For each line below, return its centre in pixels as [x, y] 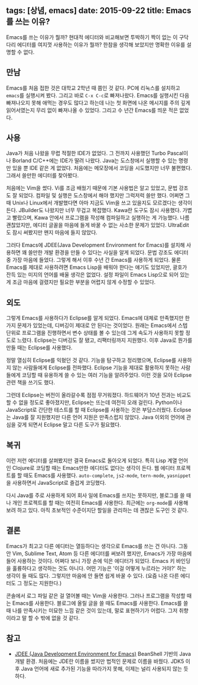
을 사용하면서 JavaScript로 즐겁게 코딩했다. [56, 483]
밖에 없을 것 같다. [60, 617]
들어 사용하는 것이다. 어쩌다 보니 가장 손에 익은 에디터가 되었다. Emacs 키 [90, 561]
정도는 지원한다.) [43, 583]
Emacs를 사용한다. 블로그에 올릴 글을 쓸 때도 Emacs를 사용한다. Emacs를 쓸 [100, 603]
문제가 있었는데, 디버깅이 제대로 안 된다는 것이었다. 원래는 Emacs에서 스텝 [102, 325]
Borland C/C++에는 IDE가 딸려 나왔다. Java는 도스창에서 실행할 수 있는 [95, 161]
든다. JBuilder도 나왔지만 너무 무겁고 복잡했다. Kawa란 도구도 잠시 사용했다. [94, 210]
